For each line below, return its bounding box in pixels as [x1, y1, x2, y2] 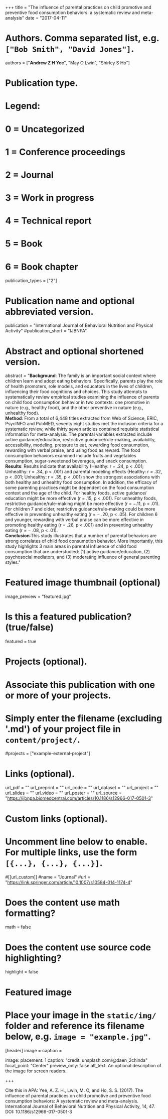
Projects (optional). [5, 656, 88, 667]
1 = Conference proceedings [5, 146, 125, 158]
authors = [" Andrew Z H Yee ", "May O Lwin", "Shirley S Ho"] [5, 60, 130, 66]
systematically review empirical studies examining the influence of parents [5, 394, 159, 400]
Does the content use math [5, 897, 120, 908]
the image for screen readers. [5, 1068, 67, 1074]
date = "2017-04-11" [25, 15, 67, 21]
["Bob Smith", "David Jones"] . [5, 43, 134, 55]
